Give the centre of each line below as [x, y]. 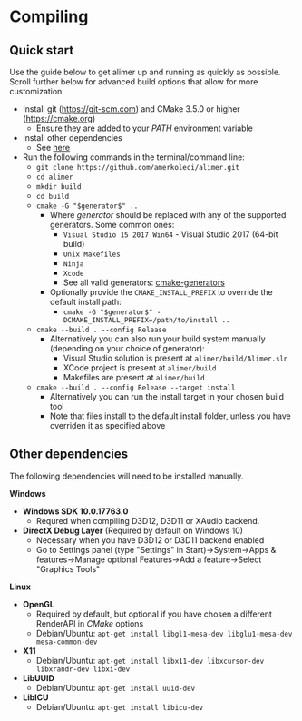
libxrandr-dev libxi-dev [83, 669]
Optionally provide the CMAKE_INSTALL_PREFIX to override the [161, 292]
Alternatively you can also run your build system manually [157, 339]
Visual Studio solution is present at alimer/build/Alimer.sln [175, 358]
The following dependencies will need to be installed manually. [127, 476]
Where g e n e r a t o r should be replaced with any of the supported [168, 215]
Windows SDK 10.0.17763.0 [75, 511]
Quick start [42, 50]
